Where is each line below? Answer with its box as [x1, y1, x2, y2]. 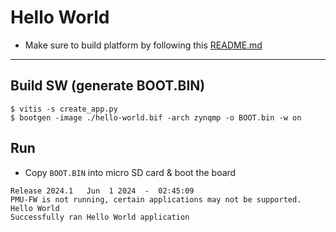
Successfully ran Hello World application [10, 212, 190, 222]
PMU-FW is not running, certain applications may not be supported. [10, 194, 302, 205]
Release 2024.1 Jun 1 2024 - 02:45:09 [10, 186, 195, 196]
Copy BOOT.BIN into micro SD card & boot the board [24, 166, 237, 178]
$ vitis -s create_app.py [10, 104, 118, 114]
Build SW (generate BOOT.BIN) [10, 77, 206, 95]
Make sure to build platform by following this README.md [24, 39, 263, 51]
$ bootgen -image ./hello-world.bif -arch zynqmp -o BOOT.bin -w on [10, 112, 302, 123]
